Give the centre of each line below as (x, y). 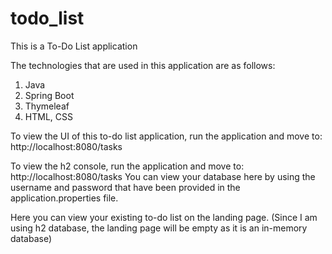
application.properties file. (64, 198)
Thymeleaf (47, 106)
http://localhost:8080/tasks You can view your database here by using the (163, 176)
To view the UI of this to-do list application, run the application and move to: (166, 136)
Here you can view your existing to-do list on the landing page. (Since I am (164, 217)
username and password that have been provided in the (125, 187)
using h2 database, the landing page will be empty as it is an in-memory (159, 228)
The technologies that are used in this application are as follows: (143, 65)
